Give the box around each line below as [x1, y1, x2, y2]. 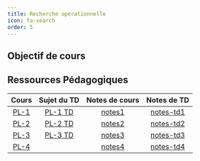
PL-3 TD [45, 130, 74, 140]
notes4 [101, 141, 125, 151]
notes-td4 [150, 141, 186, 151]
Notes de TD [146, 95, 189, 105]
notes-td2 [150, 118, 186, 128]
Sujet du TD [38, 95, 80, 105]
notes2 [101, 118, 125, 128]
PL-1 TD [45, 107, 74, 117]
